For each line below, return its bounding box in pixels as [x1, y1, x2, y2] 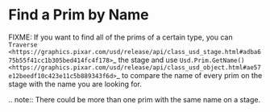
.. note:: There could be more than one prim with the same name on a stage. [8, 94, 260, 104]
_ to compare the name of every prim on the [116, 70, 263, 80]
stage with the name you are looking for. [8, 79, 143, 89]
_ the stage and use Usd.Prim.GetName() [112, 55, 245, 64]
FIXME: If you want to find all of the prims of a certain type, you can [8, 32, 233, 42]
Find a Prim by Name [8, 6, 149, 24]
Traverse [8, 40, 38, 49]
